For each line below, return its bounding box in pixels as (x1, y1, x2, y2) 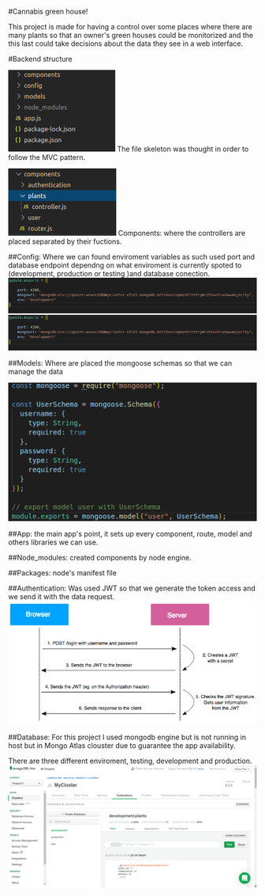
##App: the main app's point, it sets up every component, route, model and (8, 529, 252, 538)
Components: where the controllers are (118, 229, 246, 237)
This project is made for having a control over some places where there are (8, 22, 252, 31)
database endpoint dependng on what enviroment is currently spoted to (8, 260, 242, 270)
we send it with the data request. (8, 591, 115, 601)
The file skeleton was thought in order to (117, 144, 249, 154)
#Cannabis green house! (8, 7, 88, 16)
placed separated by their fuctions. (8, 237, 122, 246)
